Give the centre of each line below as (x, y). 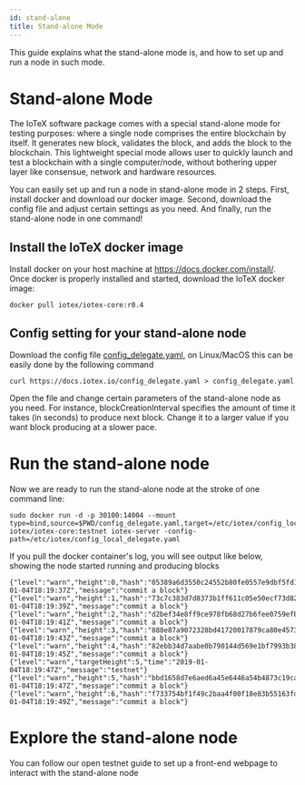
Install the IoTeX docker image (97, 247)
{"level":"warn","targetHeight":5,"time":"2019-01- (109, 662)
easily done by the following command (82, 365)
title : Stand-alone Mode (56, 26)
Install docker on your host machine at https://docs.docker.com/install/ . (143, 269)
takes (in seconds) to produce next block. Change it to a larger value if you (149, 418)
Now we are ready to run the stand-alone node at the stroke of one (135, 489)
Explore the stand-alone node (123, 738)
